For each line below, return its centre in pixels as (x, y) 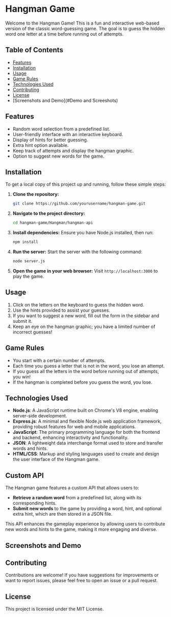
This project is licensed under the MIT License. (55, 609)
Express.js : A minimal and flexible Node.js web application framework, (87, 421)
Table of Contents (34, 50)
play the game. (28, 276)
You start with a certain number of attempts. (59, 360)
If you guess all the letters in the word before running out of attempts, (86, 371)
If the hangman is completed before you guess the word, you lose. (82, 382)
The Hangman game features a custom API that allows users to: (72, 488)
